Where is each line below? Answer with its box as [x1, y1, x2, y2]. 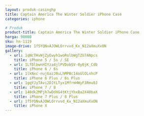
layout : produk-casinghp [5, 7, 56, 12]
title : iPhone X [14, 103, 48, 109]
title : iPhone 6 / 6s [14, 67, 58, 72]
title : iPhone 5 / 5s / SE [14, 57, 69, 62]
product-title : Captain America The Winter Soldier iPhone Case [5, 30, 140, 35]
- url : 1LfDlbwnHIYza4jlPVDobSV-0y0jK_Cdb [9, 62, 98, 67]
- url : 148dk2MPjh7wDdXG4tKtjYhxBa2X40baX [9, 89, 98, 94]
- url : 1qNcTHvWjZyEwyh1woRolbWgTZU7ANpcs [9, 53, 98, 58]
